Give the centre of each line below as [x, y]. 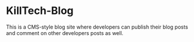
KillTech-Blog [40, 11]
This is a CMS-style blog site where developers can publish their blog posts [97, 27]
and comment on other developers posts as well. [65, 33]
